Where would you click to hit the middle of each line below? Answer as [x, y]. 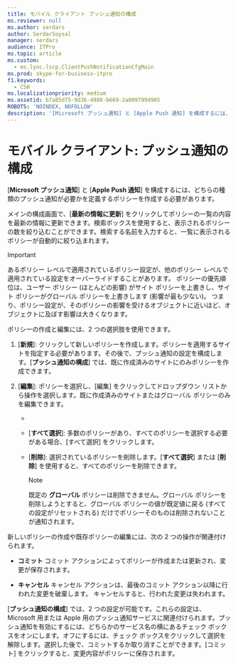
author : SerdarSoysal [39, 34]
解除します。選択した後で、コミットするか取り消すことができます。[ [107, 644]
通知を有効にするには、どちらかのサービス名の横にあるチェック [113, 626]
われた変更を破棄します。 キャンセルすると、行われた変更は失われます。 [123, 593]
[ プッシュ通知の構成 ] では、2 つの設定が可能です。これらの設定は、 [107, 608]
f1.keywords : [27, 80]
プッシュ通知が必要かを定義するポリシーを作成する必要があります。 [119, 198]
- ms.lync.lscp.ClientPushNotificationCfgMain [84, 67]
